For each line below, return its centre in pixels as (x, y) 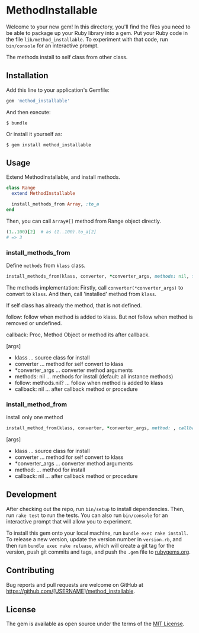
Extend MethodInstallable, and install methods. (63, 177)
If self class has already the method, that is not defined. (74, 305)
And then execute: (28, 112)
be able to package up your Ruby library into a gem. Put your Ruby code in (97, 33)
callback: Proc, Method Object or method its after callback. (78, 335)
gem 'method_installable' (38, 101)
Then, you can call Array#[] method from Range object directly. (84, 221)
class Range (21, 188)
